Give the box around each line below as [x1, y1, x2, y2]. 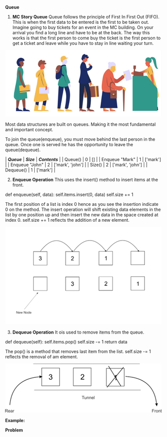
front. [12, 182, 24, 188]
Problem [5, 427, 23, 433]
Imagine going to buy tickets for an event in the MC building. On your [12, 24, 154, 30]
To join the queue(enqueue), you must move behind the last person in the [5, 136, 156, 142]
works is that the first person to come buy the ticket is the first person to [12, 35, 161, 41]
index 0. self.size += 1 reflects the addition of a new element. [5, 217, 130, 223]
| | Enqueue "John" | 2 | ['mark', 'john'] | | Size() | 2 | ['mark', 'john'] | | [5, 162, 148, 168]
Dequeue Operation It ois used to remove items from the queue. [12, 329, 145, 335]
